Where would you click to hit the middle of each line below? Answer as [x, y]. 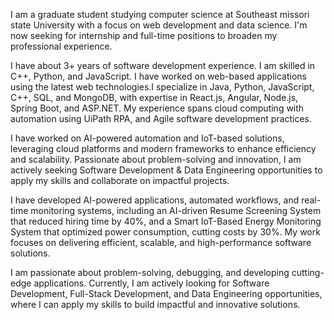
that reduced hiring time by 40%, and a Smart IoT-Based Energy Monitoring [166, 221]
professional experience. [61, 46]
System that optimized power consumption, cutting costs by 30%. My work [165, 232]
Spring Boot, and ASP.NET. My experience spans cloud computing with [157, 108]
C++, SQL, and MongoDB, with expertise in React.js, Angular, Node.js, [154, 97]
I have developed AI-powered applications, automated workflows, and [155, 200]
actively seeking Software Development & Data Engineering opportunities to [166, 170]
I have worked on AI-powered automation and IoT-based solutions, [147, 138]
